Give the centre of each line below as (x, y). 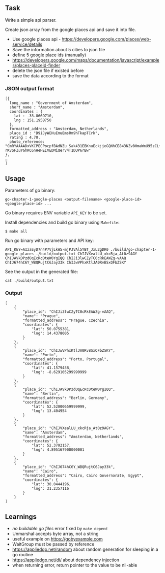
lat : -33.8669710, (34, 116)
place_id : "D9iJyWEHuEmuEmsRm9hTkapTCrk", (55, 133)
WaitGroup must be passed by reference (53, 544)
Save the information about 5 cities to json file (59, 49)
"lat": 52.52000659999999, (59, 407)
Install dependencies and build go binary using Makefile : (62, 222)
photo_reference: (27, 142)
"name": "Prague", (41, 316)
